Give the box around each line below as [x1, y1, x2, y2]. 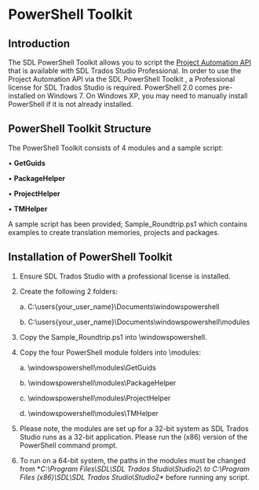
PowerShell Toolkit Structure [8, 122, 151, 135]
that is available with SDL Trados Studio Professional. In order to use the [8, 66, 242, 76]
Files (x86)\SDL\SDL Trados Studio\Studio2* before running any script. [19, 472, 250, 481]
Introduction [8, 37, 71, 50]
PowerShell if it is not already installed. [8, 100, 133, 109]
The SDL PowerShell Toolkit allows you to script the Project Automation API [8, 57, 251, 67]
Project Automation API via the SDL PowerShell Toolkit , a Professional [8, 75, 235, 83]
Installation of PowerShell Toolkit [8, 250, 173, 264]
